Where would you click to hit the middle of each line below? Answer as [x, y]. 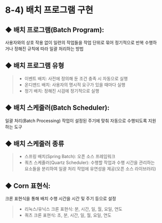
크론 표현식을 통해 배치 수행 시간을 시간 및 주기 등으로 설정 [61, 199]
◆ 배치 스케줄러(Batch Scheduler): [57, 108]
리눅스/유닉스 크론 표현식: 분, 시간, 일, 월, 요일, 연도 [73, 209]
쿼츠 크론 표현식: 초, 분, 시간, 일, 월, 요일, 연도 [68, 215]
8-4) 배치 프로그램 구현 [49, 10]
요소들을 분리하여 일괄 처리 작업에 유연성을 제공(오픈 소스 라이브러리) [90, 169]
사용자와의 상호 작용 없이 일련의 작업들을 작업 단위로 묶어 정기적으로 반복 [74, 43]
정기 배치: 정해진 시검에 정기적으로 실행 [62, 91]
